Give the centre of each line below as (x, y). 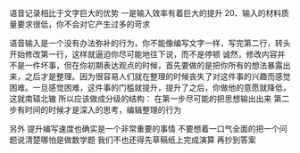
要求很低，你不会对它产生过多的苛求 (83, 24)
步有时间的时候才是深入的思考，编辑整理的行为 (95, 110)
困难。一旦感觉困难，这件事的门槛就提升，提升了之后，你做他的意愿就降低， (150, 88)
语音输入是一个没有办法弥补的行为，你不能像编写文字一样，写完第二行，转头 (150, 43)
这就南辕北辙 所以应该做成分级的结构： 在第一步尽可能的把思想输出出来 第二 (150, 99)
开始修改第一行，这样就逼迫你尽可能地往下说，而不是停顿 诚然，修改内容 (143, 54)
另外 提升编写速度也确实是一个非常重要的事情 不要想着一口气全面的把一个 (144, 129)
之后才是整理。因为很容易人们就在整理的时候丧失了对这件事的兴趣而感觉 (158, 76)
